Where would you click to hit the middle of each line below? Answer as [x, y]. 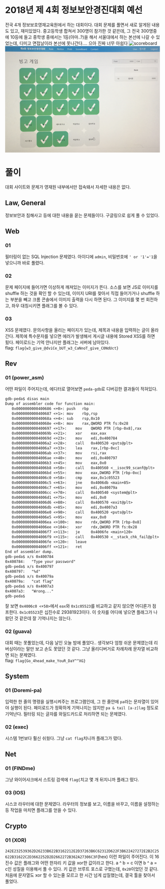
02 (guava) [18, 631]
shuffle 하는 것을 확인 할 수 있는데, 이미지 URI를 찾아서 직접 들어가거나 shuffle [80, 294]
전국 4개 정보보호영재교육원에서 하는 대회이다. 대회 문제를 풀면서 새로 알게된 [78, 25]
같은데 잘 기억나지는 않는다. [46, 618]
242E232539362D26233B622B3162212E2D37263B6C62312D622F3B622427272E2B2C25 [82, 852]
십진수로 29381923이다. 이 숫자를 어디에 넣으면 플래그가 [98, 612]
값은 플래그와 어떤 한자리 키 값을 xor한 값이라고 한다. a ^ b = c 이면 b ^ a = [85, 863]
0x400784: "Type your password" [41, 562]
